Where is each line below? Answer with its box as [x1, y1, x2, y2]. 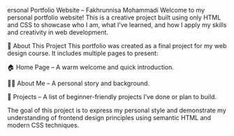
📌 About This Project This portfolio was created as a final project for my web [7, 42, 227, 50]
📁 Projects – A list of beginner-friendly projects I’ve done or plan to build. [7, 93, 217, 100]
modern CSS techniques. [7, 121, 80, 129]
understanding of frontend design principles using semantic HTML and [7, 114, 212, 121]
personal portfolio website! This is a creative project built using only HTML [7, 13, 221, 22]
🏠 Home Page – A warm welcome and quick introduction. [7, 63, 175, 71]
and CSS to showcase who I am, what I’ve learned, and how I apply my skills [7, 21, 227, 29]
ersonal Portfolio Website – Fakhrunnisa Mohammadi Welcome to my [7, 6, 205, 14]
